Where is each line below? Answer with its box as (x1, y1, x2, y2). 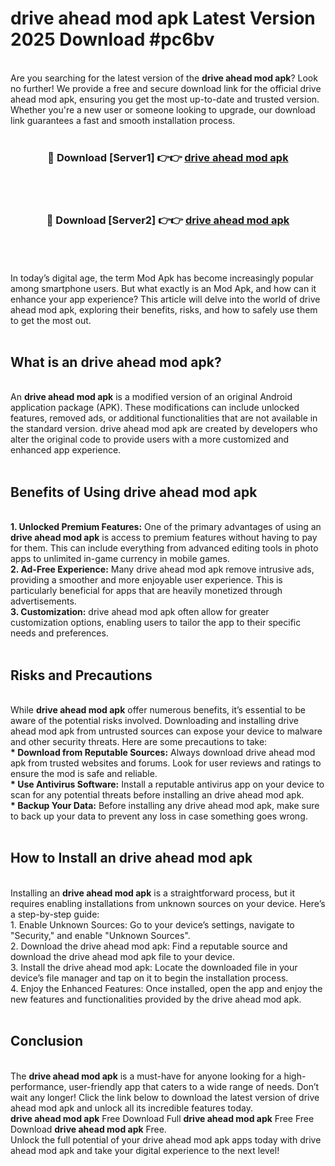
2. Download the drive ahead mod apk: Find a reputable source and (10, 940, 288, 952)
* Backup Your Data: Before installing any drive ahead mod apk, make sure (10, 799, 320, 811)
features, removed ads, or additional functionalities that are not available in (10, 412, 318, 424)
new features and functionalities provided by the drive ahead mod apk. (10, 993, 302, 1005)
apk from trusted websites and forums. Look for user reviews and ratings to (10, 757, 322, 769)
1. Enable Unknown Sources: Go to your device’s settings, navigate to (10, 918, 295, 931)
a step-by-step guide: (10, 908, 100, 920)
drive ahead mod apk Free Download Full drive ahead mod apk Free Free (10, 1112, 315, 1124)
